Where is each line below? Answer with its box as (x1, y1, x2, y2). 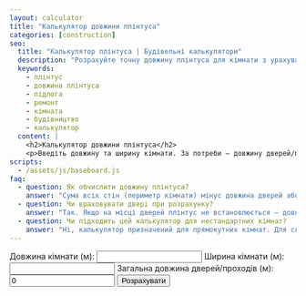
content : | (17, 132, 59, 141)
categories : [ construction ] (9, 30, 117, 39)
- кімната (25, 107, 64, 116)
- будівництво (25, 115, 79, 124)
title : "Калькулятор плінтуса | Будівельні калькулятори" (17, 47, 243, 56)
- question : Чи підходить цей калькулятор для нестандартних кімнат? (17, 216, 287, 226)
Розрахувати (121, 275, 167, 285)
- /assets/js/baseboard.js (17, 166, 120, 175)
